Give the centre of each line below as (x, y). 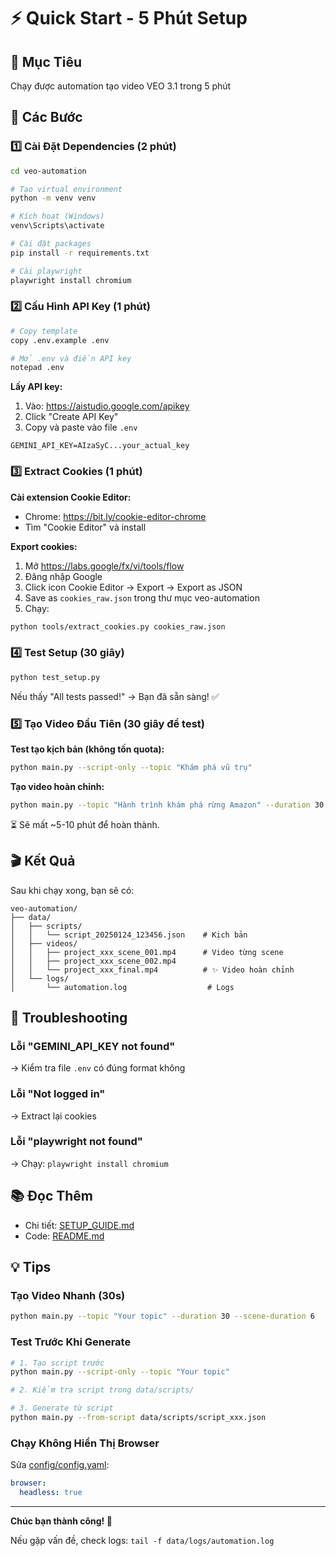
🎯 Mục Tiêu (46, 61)
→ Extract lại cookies (53, 1116)
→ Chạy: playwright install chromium (89, 1163)
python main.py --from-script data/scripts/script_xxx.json (138, 1418)
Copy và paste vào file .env (81, 427)
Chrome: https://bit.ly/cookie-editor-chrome (115, 516)
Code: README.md (64, 1236)
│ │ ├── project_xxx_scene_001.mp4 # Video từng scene (147, 952)
